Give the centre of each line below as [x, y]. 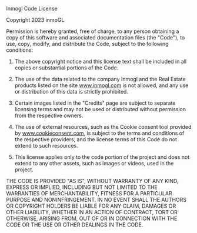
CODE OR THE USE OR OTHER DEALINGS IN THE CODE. [75, 225]
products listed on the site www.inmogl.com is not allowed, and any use [101, 85]
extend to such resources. [46, 146]
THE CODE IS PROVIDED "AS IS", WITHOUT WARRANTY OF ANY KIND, [92, 181]
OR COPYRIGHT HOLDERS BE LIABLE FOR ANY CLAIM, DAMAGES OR [91, 206]
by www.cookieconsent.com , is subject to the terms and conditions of [99, 133]
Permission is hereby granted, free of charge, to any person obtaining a [93, 31]
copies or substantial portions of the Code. [66, 68]
